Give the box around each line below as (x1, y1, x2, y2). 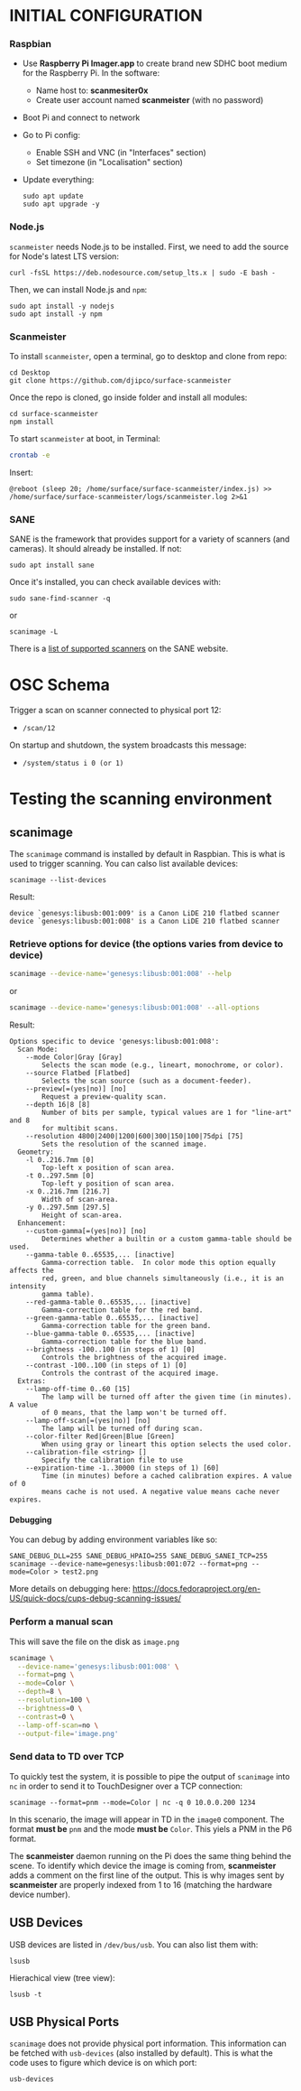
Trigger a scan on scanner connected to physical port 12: (9, 705, 222, 716)
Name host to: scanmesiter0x (35, 85, 149, 96)
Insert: (9, 467, 33, 478)
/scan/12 (22, 724, 56, 733)
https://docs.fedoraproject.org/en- (132, 1584, 261, 1594)
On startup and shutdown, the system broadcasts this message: (9, 739, 247, 750)
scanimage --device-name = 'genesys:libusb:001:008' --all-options (9, 1003, 260, 1012)
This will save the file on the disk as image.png (9, 1636, 180, 1647)
